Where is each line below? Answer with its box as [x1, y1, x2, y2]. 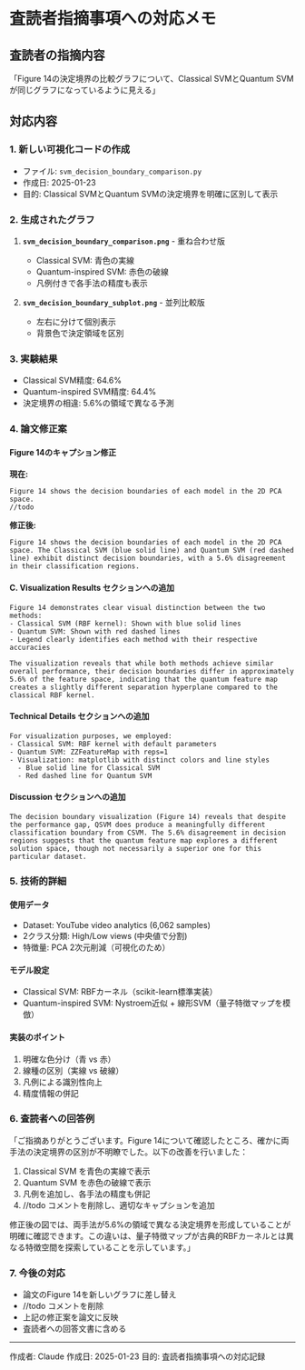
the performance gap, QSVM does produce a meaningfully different [9, 820, 266, 830]
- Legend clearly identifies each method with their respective [9, 635, 258, 644]
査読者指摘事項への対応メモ [9, 8, 217, 29]
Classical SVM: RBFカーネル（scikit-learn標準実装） [22, 986, 218, 997]
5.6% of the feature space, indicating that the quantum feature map [9, 675, 279, 684]
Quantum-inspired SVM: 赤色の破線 [35, 265, 170, 277]
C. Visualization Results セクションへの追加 [9, 583, 175, 593]
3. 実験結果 [9, 352, 58, 365]
